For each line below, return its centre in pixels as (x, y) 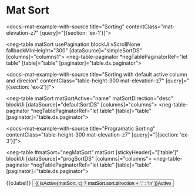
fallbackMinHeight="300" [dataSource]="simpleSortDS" (74, 50)
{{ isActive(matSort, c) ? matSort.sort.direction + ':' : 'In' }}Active (103, 183)
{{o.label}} (19, 182)
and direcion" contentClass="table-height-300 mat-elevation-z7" (85, 81)
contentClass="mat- (150, 26)
